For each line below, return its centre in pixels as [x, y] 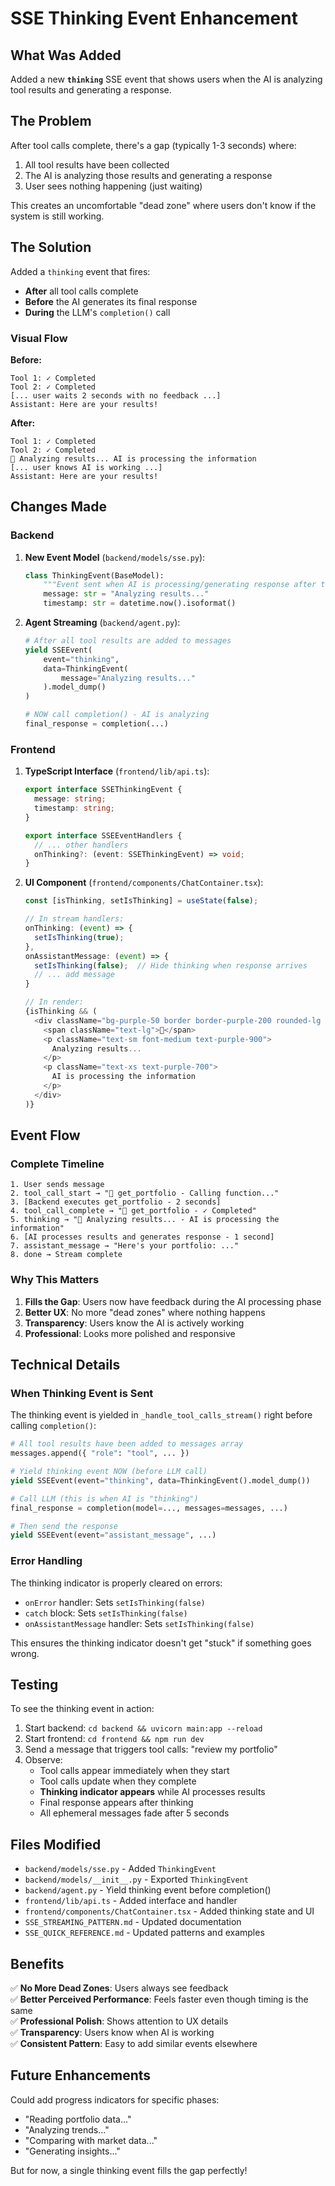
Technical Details [65, 1365]
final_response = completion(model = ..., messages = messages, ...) [149, 1508]
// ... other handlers [81, 845]
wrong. [25, 1653]
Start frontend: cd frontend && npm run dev [114, 1739]
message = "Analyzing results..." [128, 678]
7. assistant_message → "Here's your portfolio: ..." [125, 1246]
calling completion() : [53, 1426]
